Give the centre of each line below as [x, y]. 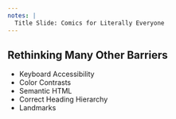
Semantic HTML [45, 91]
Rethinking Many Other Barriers [88, 55]
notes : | [22, 15]
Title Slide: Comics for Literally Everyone [90, 23]
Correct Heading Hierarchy [63, 99]
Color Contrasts [45, 83]
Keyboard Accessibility [57, 74]
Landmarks [37, 108]
